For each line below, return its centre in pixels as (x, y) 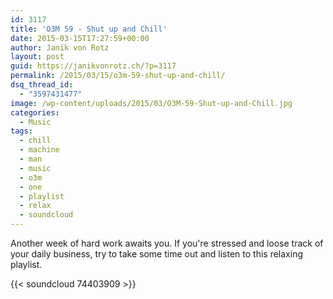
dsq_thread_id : (42, 85)
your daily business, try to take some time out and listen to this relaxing (157, 254)
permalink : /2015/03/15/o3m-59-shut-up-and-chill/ (118, 76)
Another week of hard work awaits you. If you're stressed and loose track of (167, 243)
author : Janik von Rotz (60, 47)
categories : (35, 112)
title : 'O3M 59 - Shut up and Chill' (89, 29)
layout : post (37, 57)
